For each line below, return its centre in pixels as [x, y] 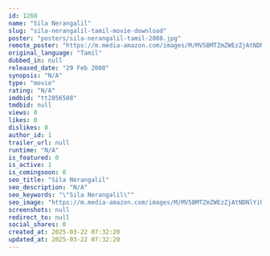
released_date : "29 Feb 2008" [59, 68]
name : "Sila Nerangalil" [50, 23]
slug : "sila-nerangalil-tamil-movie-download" [88, 30]
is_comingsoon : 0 [37, 173]
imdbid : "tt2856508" [43, 98]
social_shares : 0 [37, 225]
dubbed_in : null [35, 61]
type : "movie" [32, 83]
